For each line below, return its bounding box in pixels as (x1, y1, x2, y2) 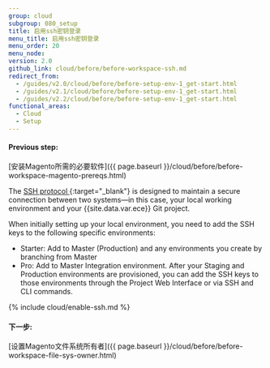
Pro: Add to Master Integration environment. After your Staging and (19, 261, 245, 271)
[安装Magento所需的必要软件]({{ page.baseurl (8, 161, 162, 171)
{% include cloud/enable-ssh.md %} (8, 302, 131, 312)
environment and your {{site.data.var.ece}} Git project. (8, 203, 191, 213)
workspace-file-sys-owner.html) (8, 350, 118, 361)
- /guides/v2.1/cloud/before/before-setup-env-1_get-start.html (15, 87, 238, 96)
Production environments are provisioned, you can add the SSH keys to (19, 269, 259, 280)
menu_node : (8, 49, 45, 58)
